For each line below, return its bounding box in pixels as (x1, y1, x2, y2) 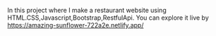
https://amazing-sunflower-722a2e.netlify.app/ (7, 21, 144, 29)
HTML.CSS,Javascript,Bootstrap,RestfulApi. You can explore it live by (7, 13, 210, 22)
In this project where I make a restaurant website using (7, 6, 167, 14)
